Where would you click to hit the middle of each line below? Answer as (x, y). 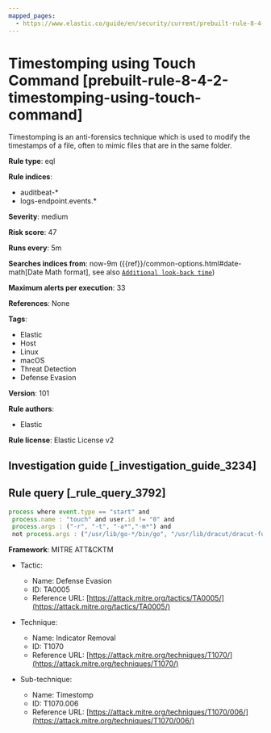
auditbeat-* (39, 193)
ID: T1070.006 (55, 704)
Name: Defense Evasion (72, 581)
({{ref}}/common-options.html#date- (180, 264)
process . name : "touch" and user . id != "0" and (93, 519)
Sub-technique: (46, 680)
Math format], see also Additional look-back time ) (130, 272)
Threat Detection (48, 369)
